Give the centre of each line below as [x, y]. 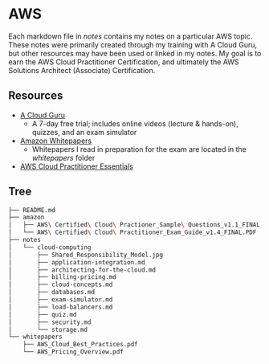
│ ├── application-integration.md [77, 262]
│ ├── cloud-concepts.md [61, 285]
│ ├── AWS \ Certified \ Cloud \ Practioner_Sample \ [96, 225]
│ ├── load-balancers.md [61, 307]
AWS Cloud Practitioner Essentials [77, 166]
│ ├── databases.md [51, 292]
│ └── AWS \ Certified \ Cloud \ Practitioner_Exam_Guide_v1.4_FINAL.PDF [132, 233]
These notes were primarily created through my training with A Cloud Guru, [133, 44]
